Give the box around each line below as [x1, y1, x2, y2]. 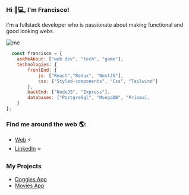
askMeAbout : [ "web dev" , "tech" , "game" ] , [17, 56, 124, 62]
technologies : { [17, 62, 58, 68]
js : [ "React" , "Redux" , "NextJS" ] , [37, 72, 124, 79]
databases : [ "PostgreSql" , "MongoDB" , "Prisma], [27, 95, 150, 101]
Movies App [14, 182, 45, 189]
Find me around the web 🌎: [6, 120, 87, 128]
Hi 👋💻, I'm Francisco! [6, 5, 70, 14]
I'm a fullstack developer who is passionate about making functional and [6, 21, 184, 28]
